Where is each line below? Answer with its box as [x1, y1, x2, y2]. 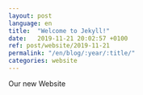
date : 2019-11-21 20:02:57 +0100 [8, 34, 128, 43]
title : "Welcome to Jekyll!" [8, 27, 111, 35]
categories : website [8, 57, 78, 65]
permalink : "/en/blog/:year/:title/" [8, 49, 136, 57]
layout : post [8, 11, 53, 20]
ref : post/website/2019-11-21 [8, 42, 111, 50]
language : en [8, 19, 53, 27]
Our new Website [8, 78, 66, 89]
